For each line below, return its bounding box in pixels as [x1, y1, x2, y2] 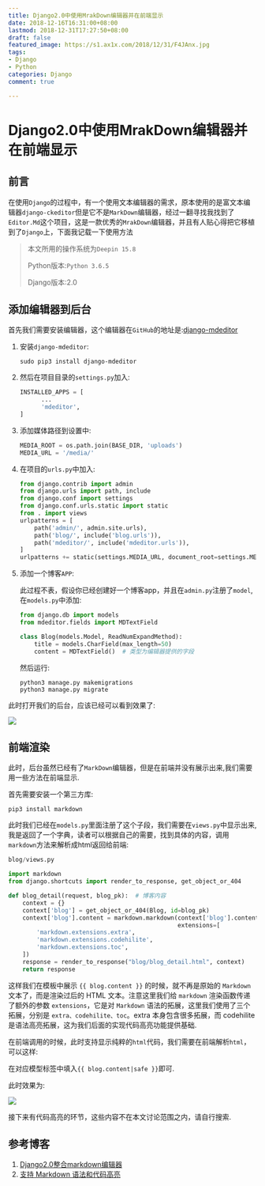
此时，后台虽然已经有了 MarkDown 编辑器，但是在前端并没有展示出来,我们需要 [8, 763, 253, 772]
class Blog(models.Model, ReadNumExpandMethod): [19, 633, 183, 640]
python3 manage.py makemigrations [19, 678, 133, 686]
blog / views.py [8, 856, 55, 864]
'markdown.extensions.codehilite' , [36, 936, 154, 944]
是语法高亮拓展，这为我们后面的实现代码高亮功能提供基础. [8, 1020, 197, 1029]
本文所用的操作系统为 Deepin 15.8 [27, 244, 136, 253]
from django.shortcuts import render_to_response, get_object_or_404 [8, 878, 242, 886]
